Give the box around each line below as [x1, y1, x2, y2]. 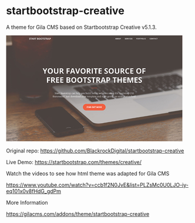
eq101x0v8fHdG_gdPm [6, 187, 62, 195]
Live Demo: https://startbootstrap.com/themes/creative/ [6, 158, 142, 165]
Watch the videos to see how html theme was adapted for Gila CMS [6, 169, 170, 177]
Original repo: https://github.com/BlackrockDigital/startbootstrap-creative [6, 147, 184, 154]
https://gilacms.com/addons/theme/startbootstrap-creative [6, 210, 150, 217]
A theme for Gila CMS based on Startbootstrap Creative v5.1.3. [6, 24, 157, 31]
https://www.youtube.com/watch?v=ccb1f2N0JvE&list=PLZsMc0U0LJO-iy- [6, 181, 189, 188]
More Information [6, 199, 48, 206]
